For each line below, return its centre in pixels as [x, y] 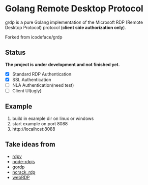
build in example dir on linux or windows [53, 118]
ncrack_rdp [24, 172]
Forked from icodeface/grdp [34, 37]
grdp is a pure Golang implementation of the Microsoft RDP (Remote [74, 22]
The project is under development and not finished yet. [62, 64]
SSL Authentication [32, 79]
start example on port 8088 [40, 123]
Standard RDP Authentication [42, 74]
